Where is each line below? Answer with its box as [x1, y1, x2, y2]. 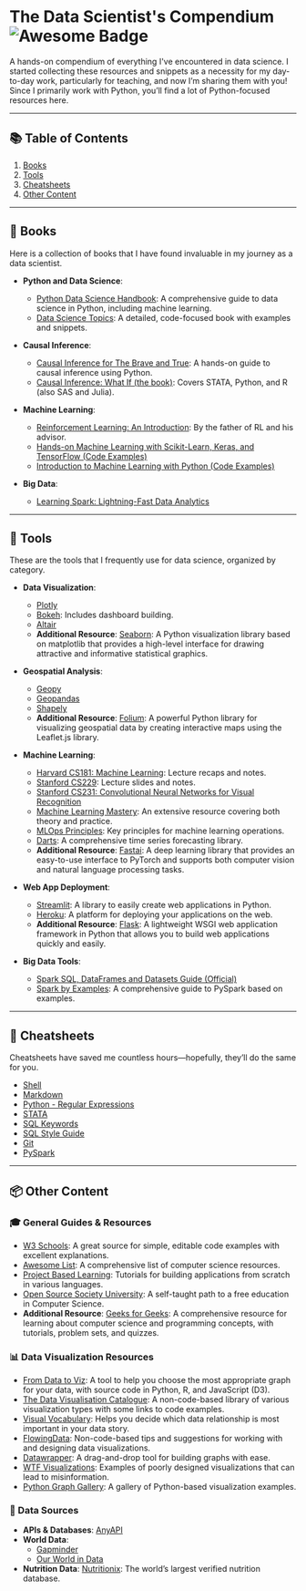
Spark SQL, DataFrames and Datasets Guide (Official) [36, 974, 238, 985]
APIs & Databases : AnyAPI [22, 1524, 123, 1535]
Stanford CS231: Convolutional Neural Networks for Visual [36, 787, 255, 798]
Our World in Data [36, 1554, 104, 1565]
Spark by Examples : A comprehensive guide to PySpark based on [36, 983, 283, 995]
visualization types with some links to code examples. [22, 1404, 225, 1415]
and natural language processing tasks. [36, 864, 185, 875]
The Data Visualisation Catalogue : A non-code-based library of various [22, 1394, 290, 1405]
